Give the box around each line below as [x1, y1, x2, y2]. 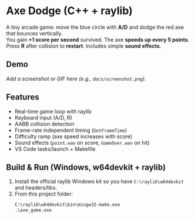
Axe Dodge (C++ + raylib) [6, 4, 133, 18]
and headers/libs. [14, 184, 58, 191]
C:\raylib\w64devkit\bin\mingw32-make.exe [14, 202, 120, 208]
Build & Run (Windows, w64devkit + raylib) [6, 162, 166, 172]
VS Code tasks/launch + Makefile [14, 145, 96, 152]
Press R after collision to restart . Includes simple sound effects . [6, 42, 162, 49]
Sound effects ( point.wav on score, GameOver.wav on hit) [14, 139, 150, 146]
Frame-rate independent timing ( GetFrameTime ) [14, 127, 127, 134]
